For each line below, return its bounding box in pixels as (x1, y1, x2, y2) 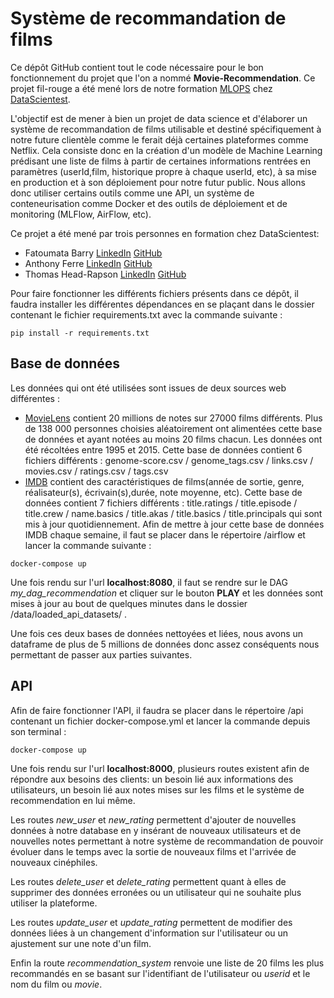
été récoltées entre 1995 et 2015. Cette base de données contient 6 (24, 443, 303, 456)
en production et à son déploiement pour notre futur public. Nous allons (10, 176, 306, 188)
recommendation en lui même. (10, 794, 136, 806)
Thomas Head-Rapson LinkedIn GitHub (24, 268, 187, 280)
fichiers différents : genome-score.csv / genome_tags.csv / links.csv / (24, 454, 314, 466)
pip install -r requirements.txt (10, 328, 150, 338)
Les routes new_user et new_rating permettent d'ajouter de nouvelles (10, 813, 297, 826)
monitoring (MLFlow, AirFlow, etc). (10, 208, 152, 220)
